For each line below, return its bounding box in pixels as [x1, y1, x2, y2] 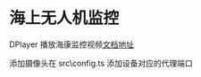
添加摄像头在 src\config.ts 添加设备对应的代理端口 [9, 58, 194, 68]
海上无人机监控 [9, 8, 120, 28]
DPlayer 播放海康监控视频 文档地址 [9, 39, 135, 50]
